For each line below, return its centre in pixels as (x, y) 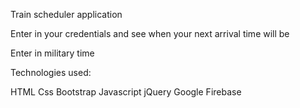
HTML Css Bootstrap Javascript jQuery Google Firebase (126, 92)
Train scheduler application (66, 14)
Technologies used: (51, 72)
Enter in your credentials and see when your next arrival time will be (150, 33)
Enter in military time (52, 53)
